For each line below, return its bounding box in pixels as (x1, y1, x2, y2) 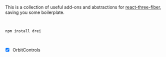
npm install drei (5, 29, 41, 34)
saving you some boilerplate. (5, 9, 65, 15)
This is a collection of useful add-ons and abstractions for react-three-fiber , (5, 4, 161, 10)
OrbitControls (12, 47, 41, 53)
